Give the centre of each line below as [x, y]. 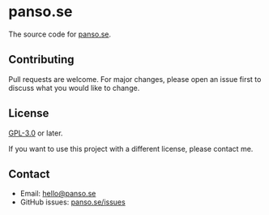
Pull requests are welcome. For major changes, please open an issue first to [135, 79]
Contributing [41, 60]
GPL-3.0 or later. [36, 133]
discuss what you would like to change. [74, 88]
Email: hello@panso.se [58, 194]
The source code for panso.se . [60, 34]
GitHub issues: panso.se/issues [73, 202]
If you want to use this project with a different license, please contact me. [131, 148]
